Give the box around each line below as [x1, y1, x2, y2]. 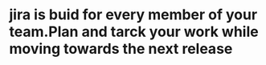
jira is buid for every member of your [9, 6, 258, 24]
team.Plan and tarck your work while [9, 22, 260, 41]
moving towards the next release [9, 40, 233, 58]
